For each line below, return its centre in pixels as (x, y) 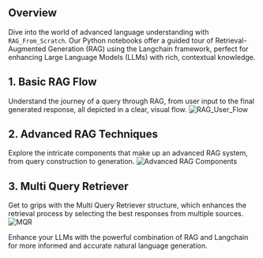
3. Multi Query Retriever (68, 186)
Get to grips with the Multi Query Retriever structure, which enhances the (128, 205)
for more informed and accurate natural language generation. (108, 246)
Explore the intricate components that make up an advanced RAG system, (128, 153)
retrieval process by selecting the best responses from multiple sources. (126, 214)
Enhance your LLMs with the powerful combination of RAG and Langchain (128, 237)
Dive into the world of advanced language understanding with (109, 32)
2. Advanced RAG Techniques (83, 135)
